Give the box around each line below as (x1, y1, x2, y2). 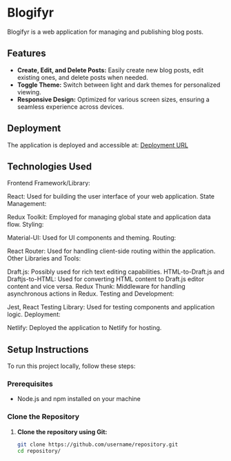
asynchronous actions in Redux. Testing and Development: (7, 289, 174, 298)
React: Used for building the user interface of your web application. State (7, 192, 215, 201)
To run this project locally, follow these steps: (7, 362, 136, 370)
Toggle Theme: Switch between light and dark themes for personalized (17, 81, 221, 89)
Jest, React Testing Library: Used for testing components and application (7, 303, 215, 311)
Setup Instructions (7, 343, 89, 356)
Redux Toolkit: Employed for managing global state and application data (7, 213, 212, 221)
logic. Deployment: (7, 310, 61, 318)
